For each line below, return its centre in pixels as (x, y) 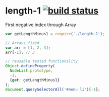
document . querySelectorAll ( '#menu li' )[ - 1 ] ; (53, 89)
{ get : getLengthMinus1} (35, 80)
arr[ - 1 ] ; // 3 (20, 52)
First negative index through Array (41, 25)
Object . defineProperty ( (30, 66)
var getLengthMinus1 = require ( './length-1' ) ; (55, 34)
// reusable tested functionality (42, 61)
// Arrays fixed (22, 43)
